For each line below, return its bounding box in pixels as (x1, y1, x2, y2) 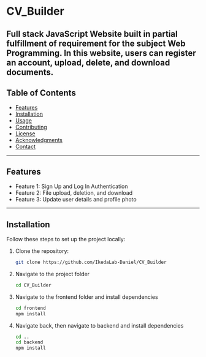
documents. (6, 67, 54, 77)
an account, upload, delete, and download (6, 57, 170, 68)
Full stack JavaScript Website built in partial (6, 29, 178, 39)
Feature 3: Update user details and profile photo (15, 196, 137, 203)
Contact (15, 143, 36, 151)
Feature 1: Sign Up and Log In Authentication (15, 182, 128, 190)
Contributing (15, 124, 47, 131)
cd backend (15, 339, 44, 345)
